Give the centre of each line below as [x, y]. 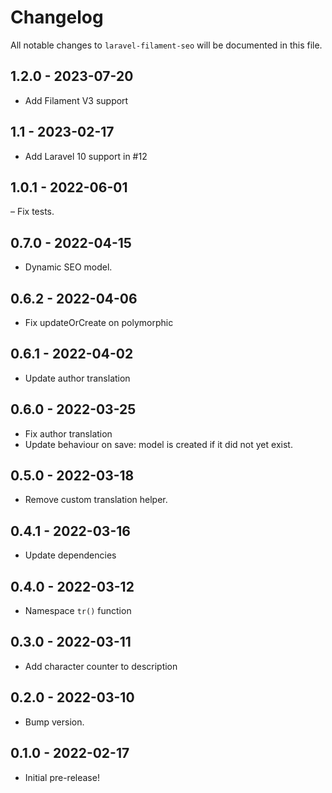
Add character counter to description [101, 666]
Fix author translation [68, 433]
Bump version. [54, 722]
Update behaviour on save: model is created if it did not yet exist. [158, 444]
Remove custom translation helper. [96, 500]
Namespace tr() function [78, 611]
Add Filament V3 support [76, 100]
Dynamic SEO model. [68, 267]
